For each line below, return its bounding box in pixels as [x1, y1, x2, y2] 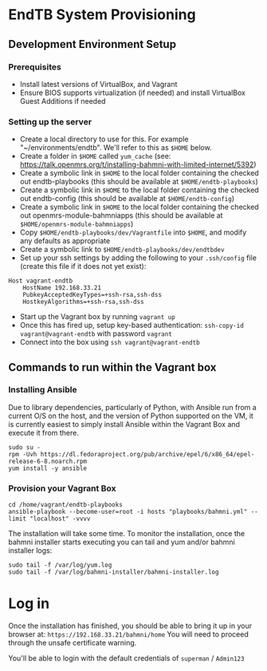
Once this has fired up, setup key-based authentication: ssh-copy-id [19, 321, 245, 330]
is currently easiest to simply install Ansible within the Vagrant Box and [8, 419, 241, 428]
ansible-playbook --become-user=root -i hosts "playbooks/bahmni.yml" [8, 508, 248, 516]
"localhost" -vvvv [29, 515, 91, 523]
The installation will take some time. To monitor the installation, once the [8, 529, 245, 539]
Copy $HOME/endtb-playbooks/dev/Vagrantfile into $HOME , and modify [19, 227, 247, 237]
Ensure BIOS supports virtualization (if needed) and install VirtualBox [19, 88, 245, 97]
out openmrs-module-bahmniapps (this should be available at [19, 211, 223, 220]
